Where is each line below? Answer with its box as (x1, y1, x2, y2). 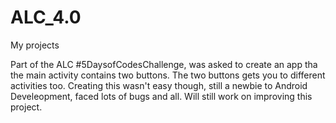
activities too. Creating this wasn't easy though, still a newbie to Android (10, 79, 308, 91)
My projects (10, 39, 60, 51)
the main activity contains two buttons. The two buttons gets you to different (10, 69, 326, 81)
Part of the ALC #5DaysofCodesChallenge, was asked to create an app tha (10, 58, 318, 70)
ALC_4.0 (10, 6, 82, 29)
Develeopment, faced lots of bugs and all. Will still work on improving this (10, 90, 313, 102)
